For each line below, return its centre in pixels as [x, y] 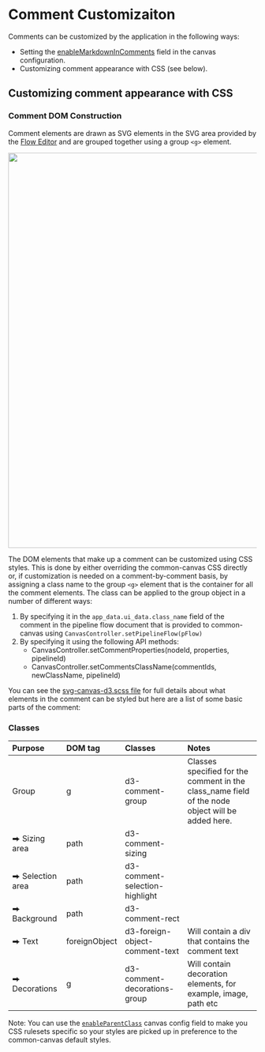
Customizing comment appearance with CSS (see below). [114, 68]
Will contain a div [219, 931]
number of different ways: [50, 601]
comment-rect [152, 918]
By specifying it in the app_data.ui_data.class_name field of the [122, 616]
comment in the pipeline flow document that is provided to [114, 624]
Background [35, 918]
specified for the [218, 771]
